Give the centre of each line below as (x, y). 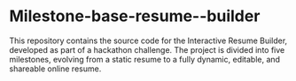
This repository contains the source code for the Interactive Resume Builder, (148, 40)
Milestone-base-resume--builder (135, 16)
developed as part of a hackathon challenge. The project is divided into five (147, 49)
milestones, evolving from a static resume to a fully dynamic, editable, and (145, 59)
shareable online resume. (55, 69)
